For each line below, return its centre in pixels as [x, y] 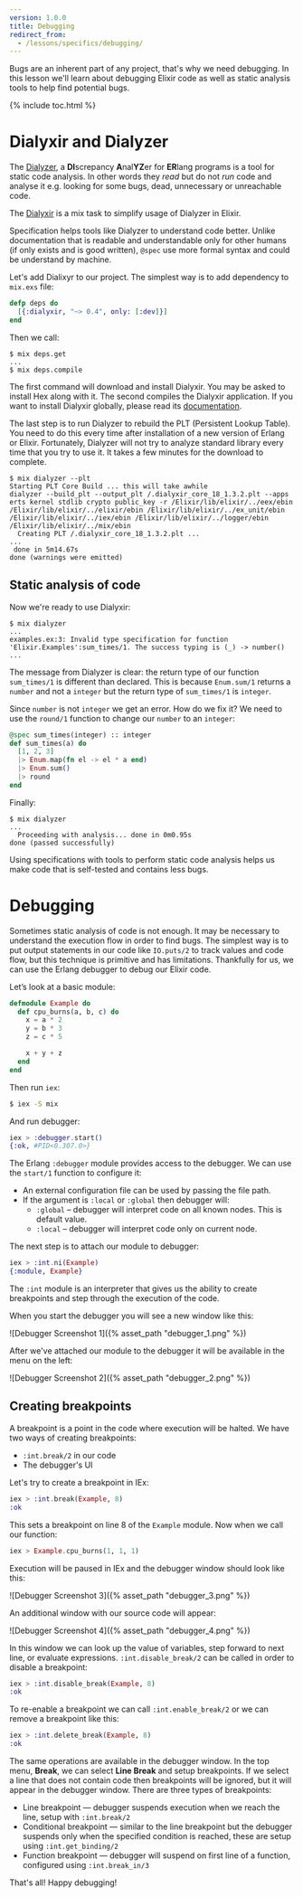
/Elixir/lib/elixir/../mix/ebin [70, 525]
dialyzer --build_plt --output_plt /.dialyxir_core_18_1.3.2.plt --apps [149, 494]
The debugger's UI [57, 1465]
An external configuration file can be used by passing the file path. [147, 1191]
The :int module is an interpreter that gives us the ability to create [133, 1288]
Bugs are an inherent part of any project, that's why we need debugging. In [149, 69]
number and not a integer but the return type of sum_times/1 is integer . [141, 691]
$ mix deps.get [38, 354]
